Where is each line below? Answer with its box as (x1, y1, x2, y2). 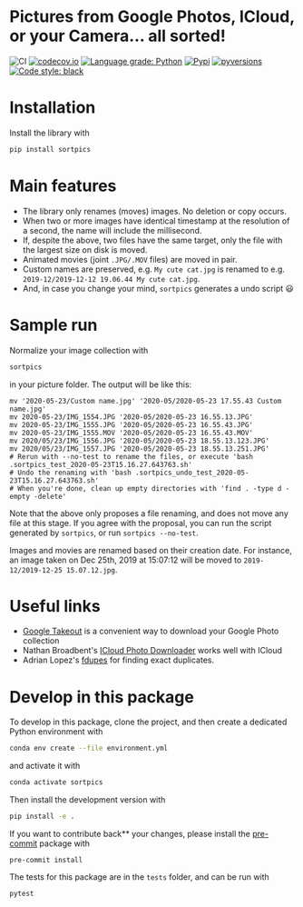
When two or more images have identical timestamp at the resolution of (22, 215, 290, 226)
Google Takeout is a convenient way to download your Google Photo (22, 625, 279, 637)
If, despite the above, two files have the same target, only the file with (22, 234, 283, 245)
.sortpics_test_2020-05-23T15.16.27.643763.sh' (9, 460, 193, 469)
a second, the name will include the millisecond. (22, 224, 202, 235)
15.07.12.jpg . (66, 563, 118, 574)
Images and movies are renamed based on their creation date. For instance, (9, 544, 292, 555)
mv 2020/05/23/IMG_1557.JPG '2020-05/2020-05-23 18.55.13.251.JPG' (9, 444, 270, 453)
